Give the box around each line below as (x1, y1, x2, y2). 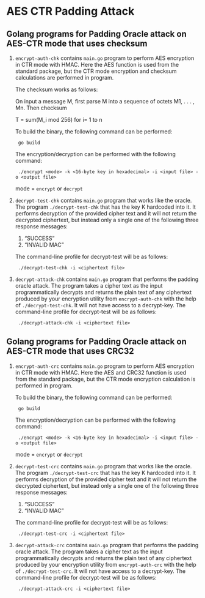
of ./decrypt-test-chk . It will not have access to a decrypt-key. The (15, 302, 186, 308)
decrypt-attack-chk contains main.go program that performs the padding (15, 275, 199, 283)
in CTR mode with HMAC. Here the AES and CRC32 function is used (15, 368, 187, 376)
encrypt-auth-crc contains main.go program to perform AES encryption (15, 362, 195, 370)
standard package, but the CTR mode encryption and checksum (15, 67, 177, 75)
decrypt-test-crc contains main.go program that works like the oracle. (15, 462, 192, 469)
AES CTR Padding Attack (6, 4, 135, 18)
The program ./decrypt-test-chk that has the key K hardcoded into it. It (15, 203, 196, 211)
